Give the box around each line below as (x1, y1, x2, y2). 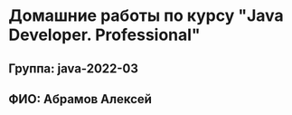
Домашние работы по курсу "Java (8, 5, 284, 26)
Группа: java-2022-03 (8, 61, 139, 76)
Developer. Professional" (8, 24, 201, 45)
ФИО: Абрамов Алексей (8, 91, 153, 107)
